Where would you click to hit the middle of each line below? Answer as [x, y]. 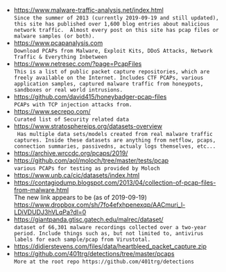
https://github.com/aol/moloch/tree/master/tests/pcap [91, 160]
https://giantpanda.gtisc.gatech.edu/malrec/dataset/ [89, 219]
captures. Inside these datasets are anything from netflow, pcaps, [115, 140]
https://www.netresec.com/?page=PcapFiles [78, 64]
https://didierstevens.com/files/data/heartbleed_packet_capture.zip [110, 246]
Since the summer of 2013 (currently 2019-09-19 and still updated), [116, 18]
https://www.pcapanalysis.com [58, 43]
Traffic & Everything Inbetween [60, 57]
